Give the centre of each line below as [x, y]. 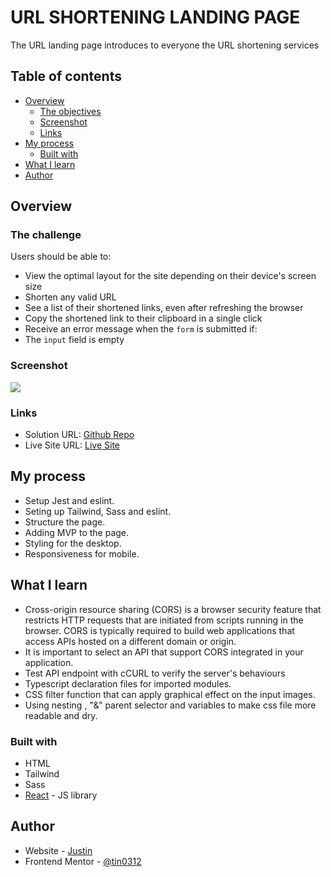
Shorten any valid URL [70, 297]
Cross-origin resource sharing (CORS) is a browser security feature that [173, 609]
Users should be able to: [61, 257]
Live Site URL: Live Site [72, 445]
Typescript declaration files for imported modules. [128, 683]
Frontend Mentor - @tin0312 [83, 861]
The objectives [70, 111]
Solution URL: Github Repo [79, 435]
